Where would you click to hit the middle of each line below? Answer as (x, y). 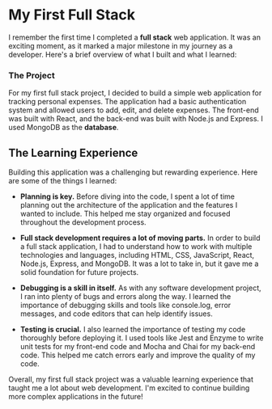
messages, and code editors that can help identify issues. (116, 314)
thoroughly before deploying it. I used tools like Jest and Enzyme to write (142, 338)
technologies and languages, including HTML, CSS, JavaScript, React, (137, 255)
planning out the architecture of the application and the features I (129, 205)
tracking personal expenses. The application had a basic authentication (127, 102)
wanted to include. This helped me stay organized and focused (125, 214)
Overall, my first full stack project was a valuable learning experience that (131, 379)
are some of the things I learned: (63, 181)
